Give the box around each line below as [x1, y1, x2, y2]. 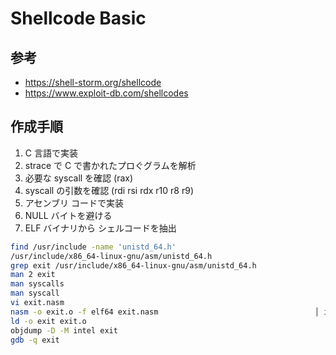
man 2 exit [10, 270, 56, 280]
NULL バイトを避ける [24, 209, 113, 221]
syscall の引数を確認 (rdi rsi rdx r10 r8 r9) [24, 184, 194, 196]
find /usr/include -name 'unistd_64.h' [10, 242, 177, 252]
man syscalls [10, 279, 65, 289]
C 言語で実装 [24, 147, 78, 159]
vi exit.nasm [10, 298, 65, 308]
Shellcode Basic [10, 7, 147, 30]
